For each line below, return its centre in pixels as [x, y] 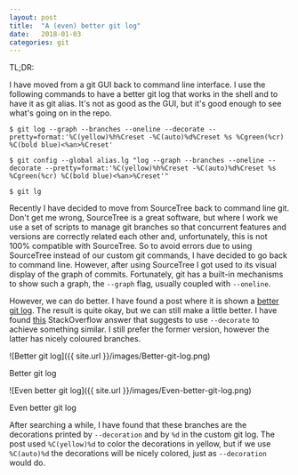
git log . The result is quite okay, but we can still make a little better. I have [143, 310]
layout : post [33, 17]
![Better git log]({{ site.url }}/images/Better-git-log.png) [110, 356]
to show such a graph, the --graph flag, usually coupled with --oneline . [140, 284]
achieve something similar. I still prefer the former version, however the [139, 329]
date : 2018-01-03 [45, 34]
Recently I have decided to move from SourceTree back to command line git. [149, 208]
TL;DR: [22, 68]
